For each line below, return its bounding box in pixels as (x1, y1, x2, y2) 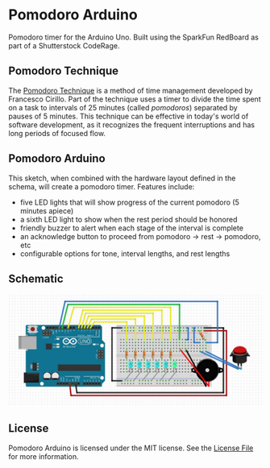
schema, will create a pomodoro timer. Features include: (8, 181, 195, 191)
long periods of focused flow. (8, 128, 106, 138)
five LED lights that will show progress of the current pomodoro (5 (19, 197, 239, 207)
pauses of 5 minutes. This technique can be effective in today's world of (8, 111, 249, 121)
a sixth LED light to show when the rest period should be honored (19, 214, 238, 224)
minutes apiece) (19, 205, 74, 215)
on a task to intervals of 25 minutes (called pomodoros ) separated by (8, 102, 238, 112)
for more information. (8, 451, 79, 461)
